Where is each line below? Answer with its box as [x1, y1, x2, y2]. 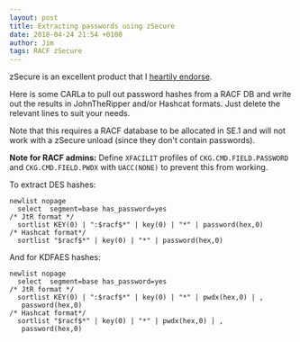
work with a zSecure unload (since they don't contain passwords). [9, 135, 255, 146]
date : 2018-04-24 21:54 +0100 [9, 30, 123, 39]
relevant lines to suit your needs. [9, 108, 131, 119]
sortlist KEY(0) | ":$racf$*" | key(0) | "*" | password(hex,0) [17, 220, 264, 229]
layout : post [9, 13, 59, 22]
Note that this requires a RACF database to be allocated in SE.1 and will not [9, 125, 286, 136]
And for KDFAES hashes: [9, 252, 101, 263]
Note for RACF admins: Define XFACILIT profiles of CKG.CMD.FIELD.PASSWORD [9, 152, 289, 163]
